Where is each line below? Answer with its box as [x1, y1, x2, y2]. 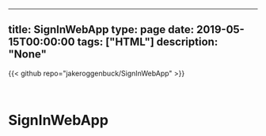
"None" [8, 48, 47, 61]
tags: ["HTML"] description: [77, 35, 218, 49]
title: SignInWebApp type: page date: [8, 23, 195, 36]
